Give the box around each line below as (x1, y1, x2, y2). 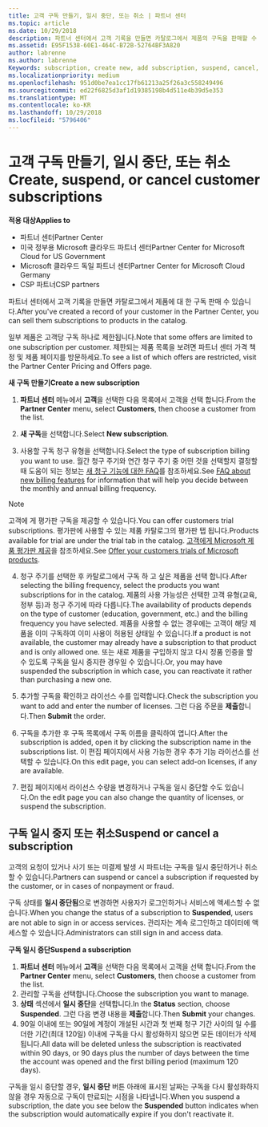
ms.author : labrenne (8, 57, 78, 65)
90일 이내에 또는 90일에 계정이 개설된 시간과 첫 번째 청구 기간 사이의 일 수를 (19, 1019, 258, 1028)
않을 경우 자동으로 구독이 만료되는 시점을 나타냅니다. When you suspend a (8, 1092, 240, 1101)
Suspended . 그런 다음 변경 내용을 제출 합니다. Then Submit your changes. (19, 1008, 256, 1019)
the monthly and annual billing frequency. (19, 483, 157, 493)
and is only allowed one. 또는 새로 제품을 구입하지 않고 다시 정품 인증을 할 (19, 647, 254, 656)
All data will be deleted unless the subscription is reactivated (41, 1039, 242, 1048)
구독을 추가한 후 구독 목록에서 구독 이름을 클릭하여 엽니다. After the (19, 728, 228, 738)
